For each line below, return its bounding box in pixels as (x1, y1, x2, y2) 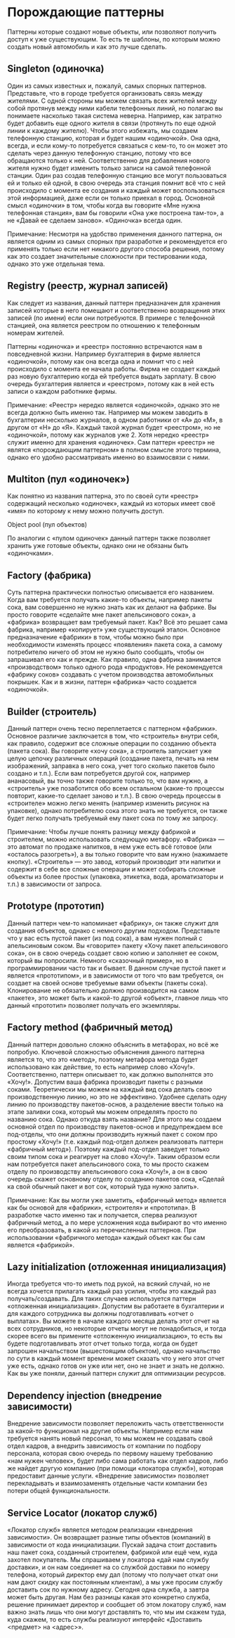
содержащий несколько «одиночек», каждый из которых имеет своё (7, 499, 216, 508)
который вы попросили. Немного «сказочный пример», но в (7, 956, 189, 964)
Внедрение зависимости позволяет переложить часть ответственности (7, 1419, 224, 1428)
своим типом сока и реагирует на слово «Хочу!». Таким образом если (7, 1152, 220, 1160)
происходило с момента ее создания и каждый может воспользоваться (7, 186, 225, 194)
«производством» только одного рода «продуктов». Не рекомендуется (7, 663, 223, 672)
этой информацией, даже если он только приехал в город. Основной (7, 193, 215, 202)
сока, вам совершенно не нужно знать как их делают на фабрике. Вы (7, 603, 217, 612)
